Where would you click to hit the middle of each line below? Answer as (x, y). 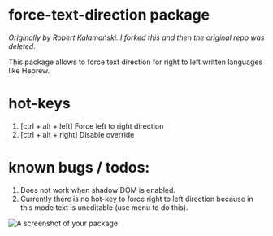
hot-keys (39, 104)
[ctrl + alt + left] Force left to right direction (92, 126)
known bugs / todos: (79, 168)
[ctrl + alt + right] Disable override (77, 134)
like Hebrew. (29, 70)
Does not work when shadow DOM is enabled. (98, 190)
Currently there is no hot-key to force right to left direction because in (136, 199)
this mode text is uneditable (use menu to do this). (104, 207)
